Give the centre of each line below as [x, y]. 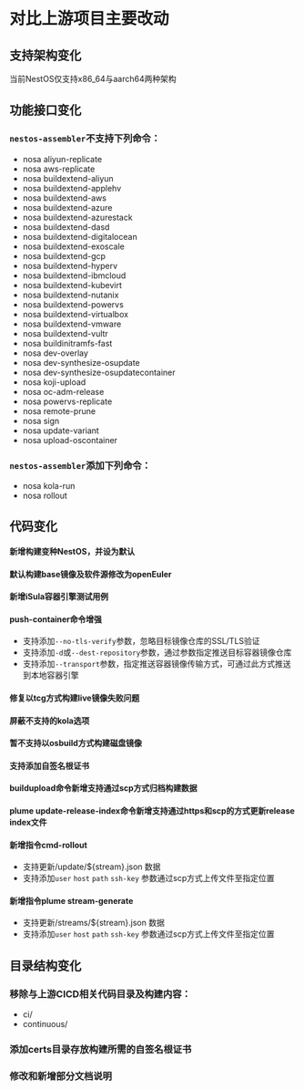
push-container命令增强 [56, 619]
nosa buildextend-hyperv [70, 265]
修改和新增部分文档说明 [61, 1075]
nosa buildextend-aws [65, 198]
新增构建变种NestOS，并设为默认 [72, 551]
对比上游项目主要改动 [90, 19]
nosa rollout [45, 495]
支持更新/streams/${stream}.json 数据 [94, 923]
